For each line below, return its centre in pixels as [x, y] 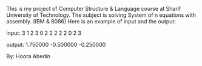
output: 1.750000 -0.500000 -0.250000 [56, 45]
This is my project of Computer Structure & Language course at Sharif [94, 9]
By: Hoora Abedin [28, 56]
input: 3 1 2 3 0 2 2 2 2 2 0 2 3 [44, 33]
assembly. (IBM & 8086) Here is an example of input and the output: [91, 21]
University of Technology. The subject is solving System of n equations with [101, 15]
